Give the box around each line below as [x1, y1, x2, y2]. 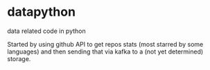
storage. [7, 54, 31, 62]
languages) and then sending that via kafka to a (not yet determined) [7, 47, 204, 56]
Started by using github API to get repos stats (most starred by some [7, 40, 204, 48]
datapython [7, 4, 76, 20]
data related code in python [7, 27, 87, 35]
